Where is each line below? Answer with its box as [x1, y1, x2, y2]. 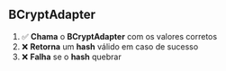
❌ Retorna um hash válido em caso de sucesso [21, 40, 199, 52]
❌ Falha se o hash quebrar [21, 51, 122, 62]
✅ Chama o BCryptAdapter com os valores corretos [21, 31, 218, 41]
